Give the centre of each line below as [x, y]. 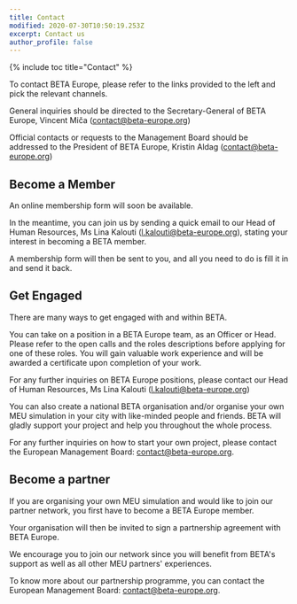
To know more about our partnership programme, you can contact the [137, 580]
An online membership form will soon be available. [101, 205]
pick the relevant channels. [59, 94]
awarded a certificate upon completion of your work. [106, 362]
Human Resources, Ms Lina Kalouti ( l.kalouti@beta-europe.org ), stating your [148, 232]
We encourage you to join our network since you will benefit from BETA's [142, 554]
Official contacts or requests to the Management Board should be [129, 137]
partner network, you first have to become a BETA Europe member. [132, 510]
